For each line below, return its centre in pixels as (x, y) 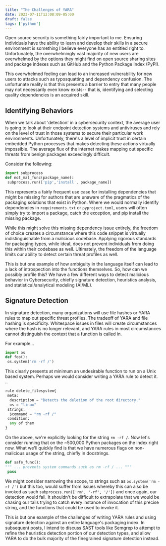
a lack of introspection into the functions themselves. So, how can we (76, 269)
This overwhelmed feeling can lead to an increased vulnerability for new (79, 74)
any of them (22, 423)
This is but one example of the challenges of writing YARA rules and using (81, 517)
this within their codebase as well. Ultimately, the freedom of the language (81, 249)
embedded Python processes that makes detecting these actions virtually (80, 144)
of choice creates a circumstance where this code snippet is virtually (76, 233)
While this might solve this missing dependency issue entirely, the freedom (82, 228)
